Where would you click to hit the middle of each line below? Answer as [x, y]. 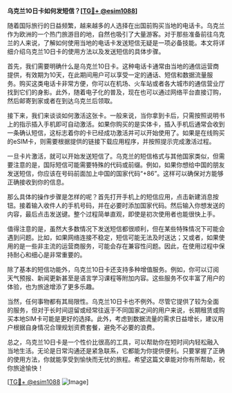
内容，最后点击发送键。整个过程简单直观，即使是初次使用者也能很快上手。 [113, 214]
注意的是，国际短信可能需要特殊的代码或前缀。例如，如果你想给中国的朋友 [119, 165]
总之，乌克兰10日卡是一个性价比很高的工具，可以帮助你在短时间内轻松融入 [113, 342]
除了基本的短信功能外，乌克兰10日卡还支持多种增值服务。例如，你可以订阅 [113, 269]
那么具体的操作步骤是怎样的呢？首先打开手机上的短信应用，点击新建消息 [110, 197]
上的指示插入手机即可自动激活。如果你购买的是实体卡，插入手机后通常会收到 [116, 124]
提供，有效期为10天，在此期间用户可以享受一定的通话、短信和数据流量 [107, 75]
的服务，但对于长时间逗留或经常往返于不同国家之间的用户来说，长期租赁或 [113, 310]
